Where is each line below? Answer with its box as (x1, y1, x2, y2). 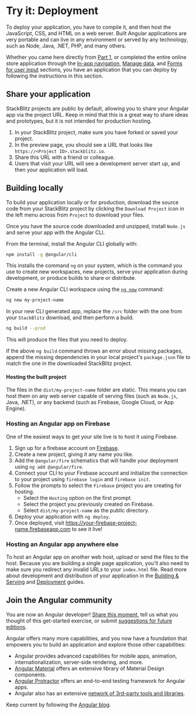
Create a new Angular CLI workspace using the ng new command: (6, 286, 164, 293)
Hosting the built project (6, 373, 67, 380)
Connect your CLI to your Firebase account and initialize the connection (14, 469, 188, 476)
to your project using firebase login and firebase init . (14, 475, 150, 482)
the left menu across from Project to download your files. (6, 211, 145, 218)
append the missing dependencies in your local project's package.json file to (6, 354, 191, 361)
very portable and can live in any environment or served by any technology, (6, 36, 188, 43)
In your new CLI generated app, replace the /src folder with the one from (6, 308, 183, 315)
